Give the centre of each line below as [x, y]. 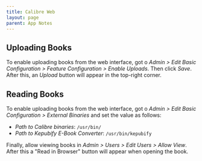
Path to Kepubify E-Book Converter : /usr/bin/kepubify [83, 133]
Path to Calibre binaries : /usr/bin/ [58, 127]
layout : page [23, 18]
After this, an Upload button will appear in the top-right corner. [84, 75]
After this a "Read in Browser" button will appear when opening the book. [97, 151]
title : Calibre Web [31, 12]
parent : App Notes [29, 23]
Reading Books [35, 94]
